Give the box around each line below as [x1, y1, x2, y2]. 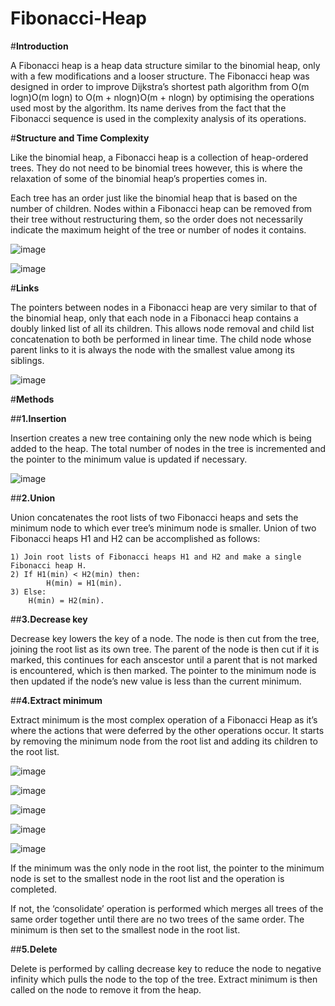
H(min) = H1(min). [46, 578, 123, 588]
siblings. [10, 354, 45, 366]
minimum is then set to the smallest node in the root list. [10, 923, 241, 936]
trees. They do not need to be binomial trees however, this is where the [10, 162, 303, 174]
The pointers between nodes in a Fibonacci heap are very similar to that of [10, 301, 318, 313]
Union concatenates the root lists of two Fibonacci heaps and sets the [10, 511, 299, 523]
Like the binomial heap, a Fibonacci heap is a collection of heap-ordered [10, 151, 309, 163]
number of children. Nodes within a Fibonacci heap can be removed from [10, 202, 313, 214]
